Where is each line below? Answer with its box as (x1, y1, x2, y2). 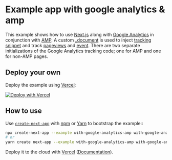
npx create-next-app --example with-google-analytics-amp (5, 130, 132, 135)
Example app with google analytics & (5, 4, 165, 15)
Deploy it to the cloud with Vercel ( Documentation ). (5, 149, 114, 155)
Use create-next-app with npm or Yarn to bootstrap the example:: (5, 120, 143, 126)
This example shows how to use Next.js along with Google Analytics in (5, 31, 155, 37)
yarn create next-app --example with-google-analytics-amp (5, 139, 134, 145)
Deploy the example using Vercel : (5, 82, 76, 88)
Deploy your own (5, 68, 60, 77)
